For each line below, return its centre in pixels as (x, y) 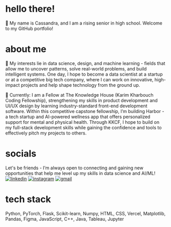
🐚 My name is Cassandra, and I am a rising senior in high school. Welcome (84, 23)
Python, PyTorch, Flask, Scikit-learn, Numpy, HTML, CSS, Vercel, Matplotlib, (85, 213)
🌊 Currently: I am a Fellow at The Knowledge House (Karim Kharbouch (79, 95)
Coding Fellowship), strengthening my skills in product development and (81, 100)
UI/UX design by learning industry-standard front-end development (76, 106)
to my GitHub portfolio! (29, 28)
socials (21, 154)
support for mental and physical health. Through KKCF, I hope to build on (82, 122)
